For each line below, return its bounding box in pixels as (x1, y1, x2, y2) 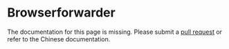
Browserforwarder (7, 5, 116, 21)
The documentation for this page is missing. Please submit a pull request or (7, 28, 223, 36)
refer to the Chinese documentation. (7, 35, 111, 43)
